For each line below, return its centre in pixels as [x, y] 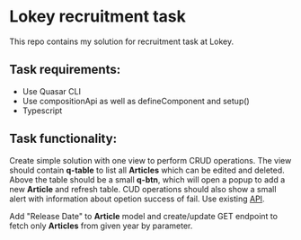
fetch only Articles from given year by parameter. [101, 226]
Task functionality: [63, 139]
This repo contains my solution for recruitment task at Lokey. [122, 41]
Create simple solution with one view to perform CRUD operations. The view [150, 160]
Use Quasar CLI [51, 91]
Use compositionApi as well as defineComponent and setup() [136, 101]
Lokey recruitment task [97, 17]
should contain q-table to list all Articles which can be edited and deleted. [147, 170]
